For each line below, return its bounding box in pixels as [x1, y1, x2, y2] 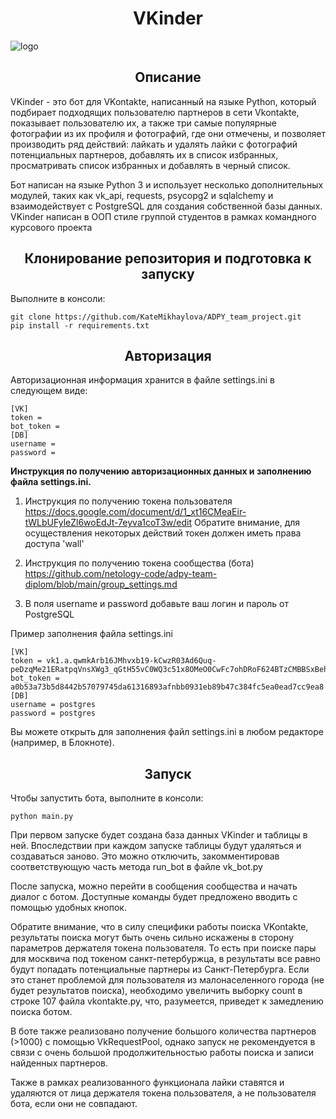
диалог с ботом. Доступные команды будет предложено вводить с [10, 891, 298, 903]
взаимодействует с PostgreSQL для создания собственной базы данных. [10, 200, 323, 212]
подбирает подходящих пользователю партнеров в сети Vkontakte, [10, 106, 300, 118]
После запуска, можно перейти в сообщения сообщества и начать [10, 880, 298, 892]
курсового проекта [10, 221, 93, 233]
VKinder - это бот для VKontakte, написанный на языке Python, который [10, 95, 317, 107]
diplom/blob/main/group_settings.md [24, 578, 178, 591]
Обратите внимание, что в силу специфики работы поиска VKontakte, [10, 921, 309, 933]
